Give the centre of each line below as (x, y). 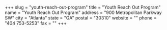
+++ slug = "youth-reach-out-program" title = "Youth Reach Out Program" (83, 7)
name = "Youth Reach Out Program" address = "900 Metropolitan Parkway (83, 12)
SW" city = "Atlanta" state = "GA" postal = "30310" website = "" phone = (81, 18)
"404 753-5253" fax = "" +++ (36, 23)
